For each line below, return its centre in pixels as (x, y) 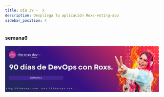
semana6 (16, 38)
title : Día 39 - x (25, 10)
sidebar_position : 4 (26, 20)
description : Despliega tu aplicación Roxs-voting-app (62, 15)
